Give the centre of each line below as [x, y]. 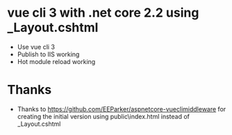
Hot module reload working [56, 61]
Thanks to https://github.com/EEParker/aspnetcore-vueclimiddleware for [122, 109]
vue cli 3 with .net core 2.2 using [103, 13]
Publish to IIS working [48, 54]
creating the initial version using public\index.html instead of [103, 116]
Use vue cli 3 [36, 47]
